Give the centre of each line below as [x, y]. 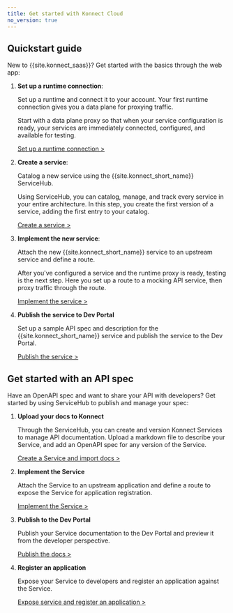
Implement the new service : [59, 239]
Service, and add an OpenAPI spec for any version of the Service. [112, 445]
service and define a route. [56, 259]
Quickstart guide [45, 48]
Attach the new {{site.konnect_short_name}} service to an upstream [115, 252]
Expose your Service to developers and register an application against [118, 581]
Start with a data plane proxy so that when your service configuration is [120, 121]
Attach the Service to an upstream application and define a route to [114, 485]
